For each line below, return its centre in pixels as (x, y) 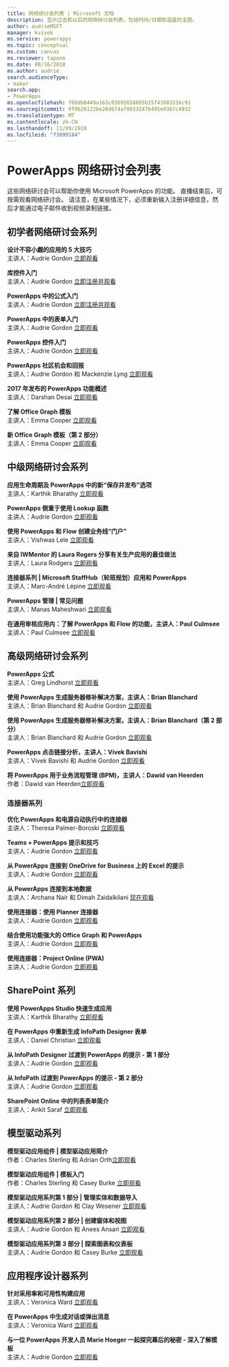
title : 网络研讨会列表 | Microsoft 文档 (61, 13)
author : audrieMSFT (35, 26)
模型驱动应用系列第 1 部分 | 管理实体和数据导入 (72, 1197)
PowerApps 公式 (31, 674)
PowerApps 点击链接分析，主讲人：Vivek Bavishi (77, 752)
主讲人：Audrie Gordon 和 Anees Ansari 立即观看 (76, 1229)
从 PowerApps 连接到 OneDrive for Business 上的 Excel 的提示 (96, 866)
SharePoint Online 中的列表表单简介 (58, 1101)
